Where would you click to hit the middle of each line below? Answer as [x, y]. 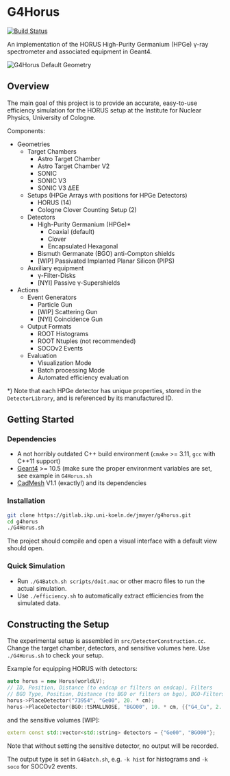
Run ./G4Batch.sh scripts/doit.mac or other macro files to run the [111, 581]
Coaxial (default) [71, 231]
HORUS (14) [54, 202]
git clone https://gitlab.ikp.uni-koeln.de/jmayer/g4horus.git [99, 515]
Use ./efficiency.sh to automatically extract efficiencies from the [110, 596]
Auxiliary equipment [55, 268]
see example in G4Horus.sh [54, 476]
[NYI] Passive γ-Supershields [79, 283]
